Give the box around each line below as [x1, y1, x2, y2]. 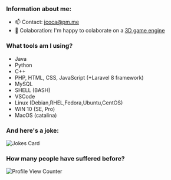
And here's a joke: [6, 126, 59, 135]
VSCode [14, 93, 35, 100]
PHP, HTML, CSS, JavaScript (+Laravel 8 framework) [14, 74, 144, 81]
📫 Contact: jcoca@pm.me [14, 18, 80, 25]
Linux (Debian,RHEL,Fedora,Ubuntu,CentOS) [14, 99, 123, 106]
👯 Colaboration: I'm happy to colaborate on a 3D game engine [14, 27, 165, 34]
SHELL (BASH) [14, 86, 51, 93]
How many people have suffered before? [6, 154, 125, 162]
